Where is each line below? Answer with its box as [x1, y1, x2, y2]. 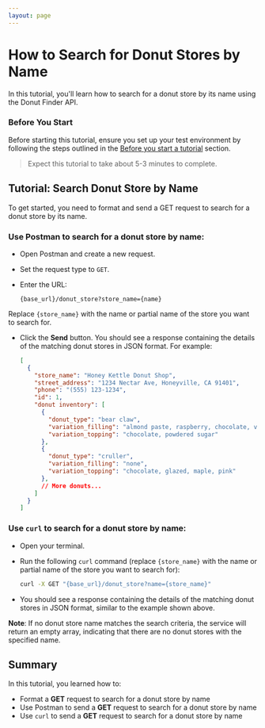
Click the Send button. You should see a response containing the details [19, 332, 256, 342]
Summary [8, 657, 58, 671]
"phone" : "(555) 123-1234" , [34, 386, 127, 394]
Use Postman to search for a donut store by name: [8, 231, 205, 242]
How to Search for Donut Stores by [8, 45, 240, 63]
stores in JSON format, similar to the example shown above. [19, 603, 215, 612]
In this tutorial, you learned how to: [8, 679, 122, 688]
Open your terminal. [19, 541, 85, 550]
